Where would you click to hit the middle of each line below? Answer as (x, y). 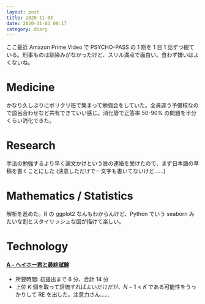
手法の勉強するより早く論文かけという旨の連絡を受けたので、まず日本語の (100, 163)
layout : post (23, 12)
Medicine (31, 88)
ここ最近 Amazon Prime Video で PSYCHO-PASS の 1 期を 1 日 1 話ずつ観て (100, 47)
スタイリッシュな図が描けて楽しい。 (78, 221)
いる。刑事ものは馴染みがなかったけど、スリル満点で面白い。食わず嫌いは (100, 55)
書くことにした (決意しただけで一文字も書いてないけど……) (91, 171)
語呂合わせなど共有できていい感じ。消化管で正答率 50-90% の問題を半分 (104, 113)
